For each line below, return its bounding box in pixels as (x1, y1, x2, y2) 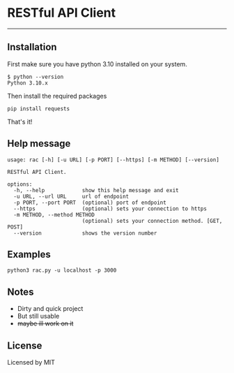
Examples (7, 248, 51, 260)
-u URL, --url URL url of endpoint (13, 193, 130, 200)
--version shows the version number (13, 229, 157, 237)
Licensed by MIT (7, 358, 56, 366)
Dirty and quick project (17, 305, 84, 313)
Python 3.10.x (7, 79, 49, 87)
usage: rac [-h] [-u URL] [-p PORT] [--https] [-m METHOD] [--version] (7, 156, 219, 163)
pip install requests (7, 105, 70, 112)
